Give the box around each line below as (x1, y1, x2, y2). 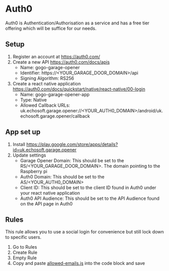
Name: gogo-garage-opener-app (20, 91, 90, 97)
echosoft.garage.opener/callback (20, 113, 90, 119)
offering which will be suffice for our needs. (5, 25, 96, 31)
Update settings (12, 152, 47, 158)
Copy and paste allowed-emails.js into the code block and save (12, 260, 145, 266)
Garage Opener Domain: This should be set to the (20, 157, 124, 163)
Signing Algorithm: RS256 (20, 75, 75, 81)
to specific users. (5, 234, 42, 240)
